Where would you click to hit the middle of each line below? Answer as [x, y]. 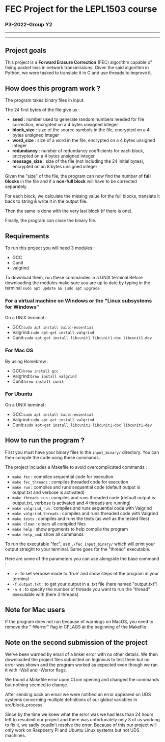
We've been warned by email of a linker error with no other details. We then [82, 654]
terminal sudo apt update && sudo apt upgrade [52, 288]
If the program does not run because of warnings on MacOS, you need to [79, 622]
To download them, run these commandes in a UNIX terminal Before [74, 277]
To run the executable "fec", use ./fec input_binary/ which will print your [80, 544]
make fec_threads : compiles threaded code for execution [70, 482]
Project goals [26, 50]
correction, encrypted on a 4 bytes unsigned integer [65, 125]
